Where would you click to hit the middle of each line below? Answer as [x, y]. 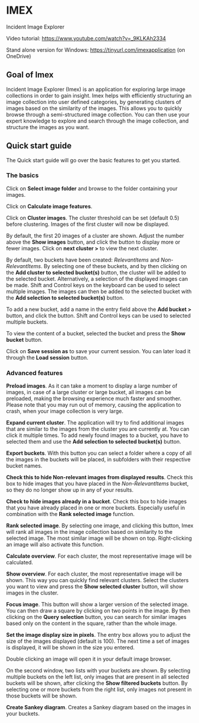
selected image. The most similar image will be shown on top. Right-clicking [99, 538]
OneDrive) [19, 56]
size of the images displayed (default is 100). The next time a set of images [98, 641]
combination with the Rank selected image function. [70, 514]
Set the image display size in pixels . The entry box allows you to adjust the [99, 635]
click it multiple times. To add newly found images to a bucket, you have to [97, 435]
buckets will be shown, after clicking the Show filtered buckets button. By [97, 683]
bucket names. [24, 466]
